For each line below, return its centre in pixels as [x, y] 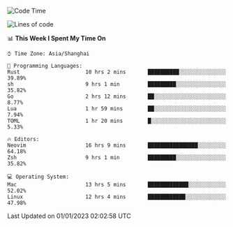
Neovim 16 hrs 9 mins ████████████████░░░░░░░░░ [117, 145]
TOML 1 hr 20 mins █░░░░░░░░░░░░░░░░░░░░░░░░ [117, 121]
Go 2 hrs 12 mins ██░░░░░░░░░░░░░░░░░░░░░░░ [117, 96]
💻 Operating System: [38, 177]
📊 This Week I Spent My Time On [57, 38]
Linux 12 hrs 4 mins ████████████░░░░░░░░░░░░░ [117, 197]
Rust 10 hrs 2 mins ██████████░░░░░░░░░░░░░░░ [117, 72]
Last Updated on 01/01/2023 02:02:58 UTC [69, 216]
